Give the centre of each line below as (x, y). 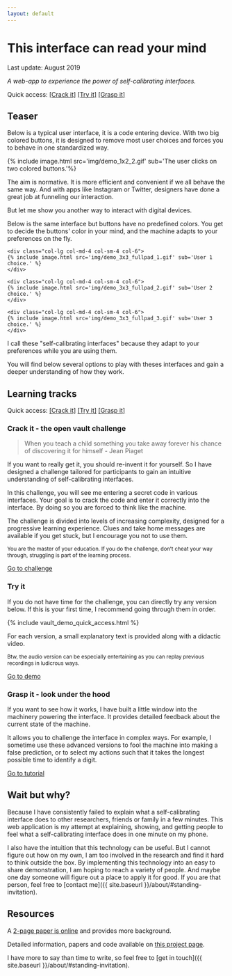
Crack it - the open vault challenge (67, 429)
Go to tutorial (26, 773)
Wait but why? (39, 795)
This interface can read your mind (107, 48)
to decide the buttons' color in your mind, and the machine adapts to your (113, 231)
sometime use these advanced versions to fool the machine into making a (113, 745)
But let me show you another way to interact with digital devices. (100, 210)
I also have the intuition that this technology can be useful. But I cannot (109, 847)
